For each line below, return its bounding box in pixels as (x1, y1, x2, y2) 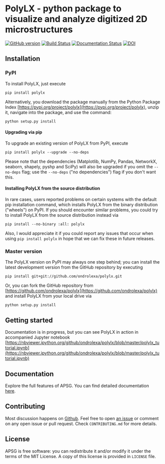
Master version (5, 248, 42, 255)
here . (5, 388, 16, 394)
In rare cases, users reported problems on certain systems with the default (5, 196, 157, 202)
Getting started (5, 316, 53, 324)
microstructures (5, 24, 73, 35)
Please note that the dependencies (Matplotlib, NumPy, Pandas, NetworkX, (5, 158, 158, 164)
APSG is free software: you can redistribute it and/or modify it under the (5, 448, 151, 454)
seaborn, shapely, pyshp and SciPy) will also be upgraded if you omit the (5, 163, 153, 169)
